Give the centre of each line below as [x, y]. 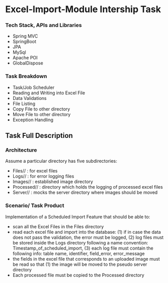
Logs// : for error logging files [43, 176]
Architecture [21, 150]
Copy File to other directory [41, 109]
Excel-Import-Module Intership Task [83, 9]
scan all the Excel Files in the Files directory [58, 226]
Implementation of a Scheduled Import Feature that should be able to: [78, 217]
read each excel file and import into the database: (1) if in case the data [87, 232]
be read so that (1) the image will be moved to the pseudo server [80, 264]
